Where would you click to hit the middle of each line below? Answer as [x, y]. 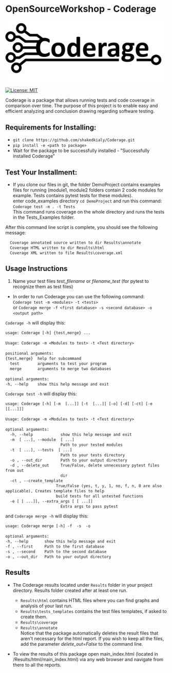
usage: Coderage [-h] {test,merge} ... [48, 333]
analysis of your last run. [46, 606]
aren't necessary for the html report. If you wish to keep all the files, [92, 638]
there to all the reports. [37, 665]
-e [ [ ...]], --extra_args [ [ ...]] [52, 501]
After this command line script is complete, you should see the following [82, 227]
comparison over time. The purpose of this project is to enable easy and [82, 106]
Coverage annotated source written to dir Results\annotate [75, 243]
